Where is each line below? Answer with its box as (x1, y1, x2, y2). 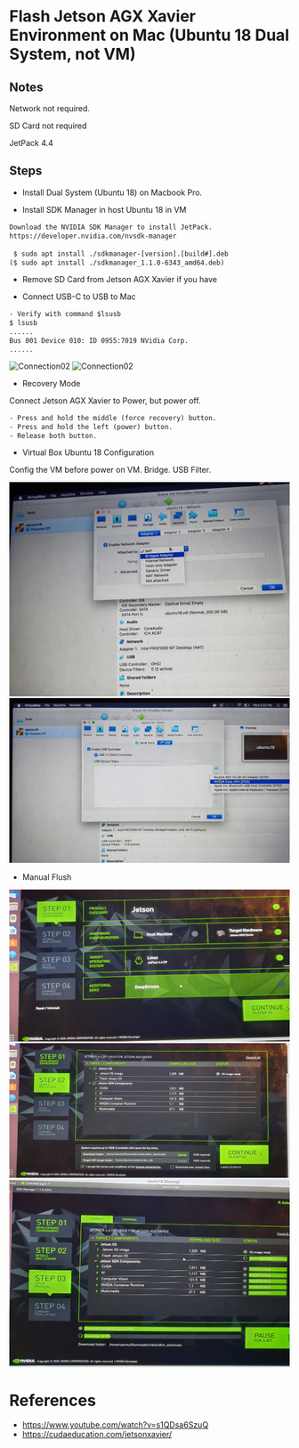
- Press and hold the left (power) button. (9, 422, 174, 431)
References (9, 1390, 96, 1411)
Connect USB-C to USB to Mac (21, 291, 136, 302)
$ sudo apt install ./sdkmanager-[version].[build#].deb (12, 249, 229, 258)
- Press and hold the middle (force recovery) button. (9, 413, 217, 422)
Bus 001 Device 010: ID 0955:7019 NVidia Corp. (9, 336, 190, 345)
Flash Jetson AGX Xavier (9, 6, 196, 27)
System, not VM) (9, 45, 136, 64)
